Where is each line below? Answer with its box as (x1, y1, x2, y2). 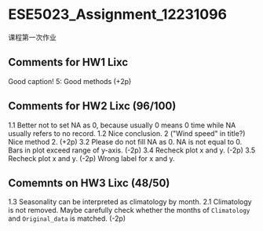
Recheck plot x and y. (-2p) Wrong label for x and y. (8, 153, 175, 163)
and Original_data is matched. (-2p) (8, 214, 126, 223)
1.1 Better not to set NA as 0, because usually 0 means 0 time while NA (8, 120, 236, 130)
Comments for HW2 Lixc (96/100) (8, 100, 177, 113)
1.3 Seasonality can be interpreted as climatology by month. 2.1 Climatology (8, 197, 253, 207)
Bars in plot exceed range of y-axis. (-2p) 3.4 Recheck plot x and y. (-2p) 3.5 (8, 145, 256, 155)
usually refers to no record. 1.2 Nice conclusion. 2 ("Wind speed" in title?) (8, 128, 246, 138)
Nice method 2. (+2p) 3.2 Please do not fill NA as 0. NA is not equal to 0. (8, 137, 243, 146)
